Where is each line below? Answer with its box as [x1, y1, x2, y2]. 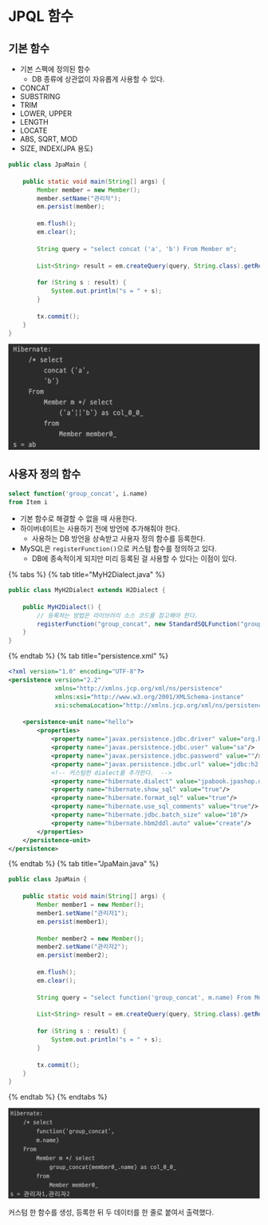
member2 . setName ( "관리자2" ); [37, 943, 129, 951]
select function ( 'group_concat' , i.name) [8, 490, 148, 498]
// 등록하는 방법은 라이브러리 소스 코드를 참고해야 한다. [37, 611, 199, 619]
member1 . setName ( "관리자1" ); [37, 909, 129, 917]
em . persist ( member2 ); [37, 952, 109, 960]
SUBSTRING [19, 92, 61, 101]
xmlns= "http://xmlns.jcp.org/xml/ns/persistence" [54, 684, 223, 692]
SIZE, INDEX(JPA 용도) [19, 144, 93, 153]
